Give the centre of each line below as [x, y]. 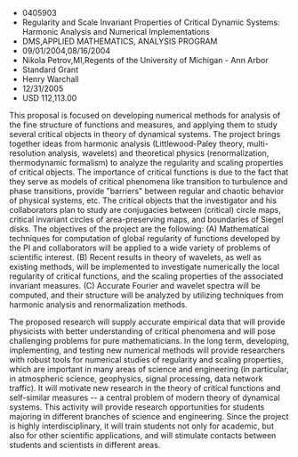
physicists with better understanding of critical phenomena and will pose [142, 331]
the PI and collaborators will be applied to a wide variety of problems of [140, 248]
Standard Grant [50, 69]
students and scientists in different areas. [85, 445]
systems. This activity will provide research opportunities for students [137, 407]
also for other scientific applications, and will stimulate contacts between [143, 435]
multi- [258, 143]
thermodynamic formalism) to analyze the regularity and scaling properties [146, 163]
